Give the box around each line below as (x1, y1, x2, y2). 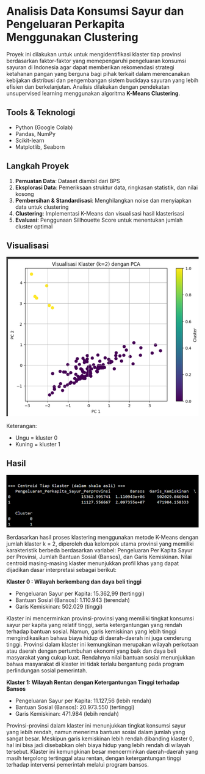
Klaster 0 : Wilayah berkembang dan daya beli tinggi (6, 578, 142, 585)
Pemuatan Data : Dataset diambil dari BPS (15, 177, 120, 184)
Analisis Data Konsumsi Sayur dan (6, 4, 184, 18)
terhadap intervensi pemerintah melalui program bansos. (6, 761, 149, 768)
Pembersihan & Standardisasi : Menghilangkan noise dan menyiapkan (15, 197, 192, 204)
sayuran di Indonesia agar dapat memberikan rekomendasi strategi (6, 63, 174, 71)
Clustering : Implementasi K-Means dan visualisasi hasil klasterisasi (15, 209, 184, 217)
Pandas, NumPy (15, 130, 56, 137)
